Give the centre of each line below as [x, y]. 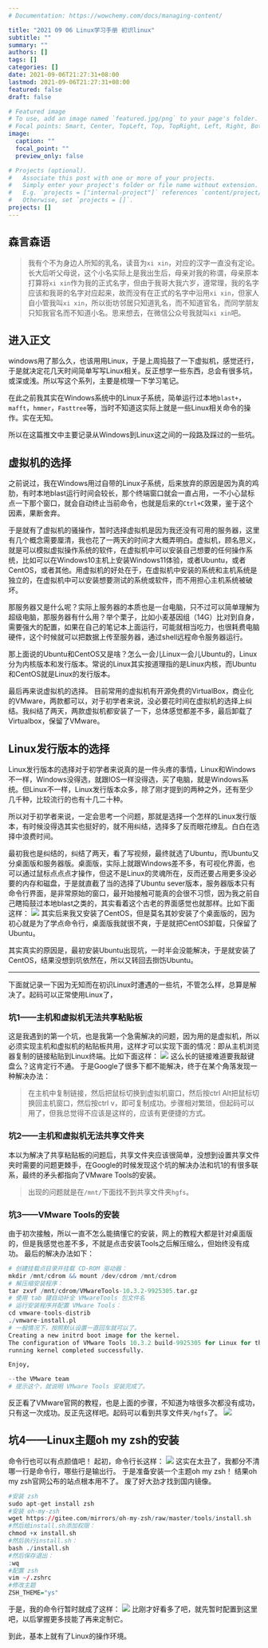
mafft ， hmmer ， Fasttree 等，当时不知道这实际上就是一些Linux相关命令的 [126, 408]
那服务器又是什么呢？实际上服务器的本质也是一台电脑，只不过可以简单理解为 [134, 607]
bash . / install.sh [39, 1548]
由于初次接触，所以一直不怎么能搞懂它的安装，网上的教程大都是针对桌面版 [130, 1233]
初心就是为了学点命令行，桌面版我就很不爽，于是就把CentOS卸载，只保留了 [133, 923]
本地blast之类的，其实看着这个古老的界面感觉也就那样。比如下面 [149, 903]
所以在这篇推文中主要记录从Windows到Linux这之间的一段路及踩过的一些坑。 [134, 435]
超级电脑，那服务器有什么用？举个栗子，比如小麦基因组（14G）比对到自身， [134, 617]
